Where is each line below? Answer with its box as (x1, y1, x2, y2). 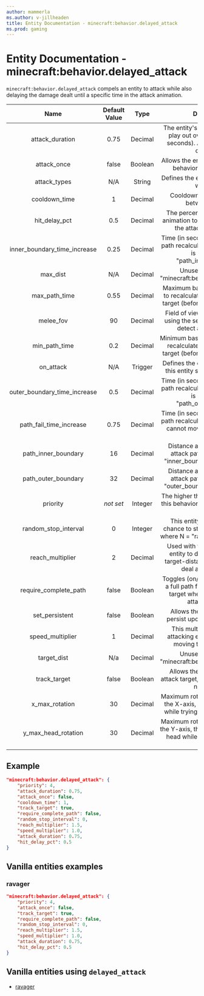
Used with (166, 542, 196, 550)
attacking (166, 632, 194, 641)
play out (168, 131, 192, 140)
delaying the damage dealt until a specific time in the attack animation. (6, 92, 183, 99)
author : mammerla (6, 9, 50, 15)
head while (166, 732, 197, 741)
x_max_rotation (31, 700, 75, 708)
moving (173, 640, 195, 649)
